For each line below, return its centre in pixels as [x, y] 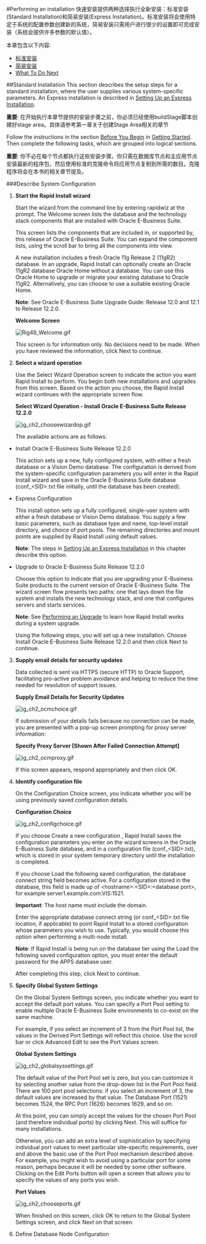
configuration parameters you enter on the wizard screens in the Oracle [106, 842]
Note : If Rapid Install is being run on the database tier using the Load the [107, 949]
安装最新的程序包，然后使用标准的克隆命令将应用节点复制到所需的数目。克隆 [103, 164]
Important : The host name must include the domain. [81, 905]
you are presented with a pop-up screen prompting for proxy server [101, 727]
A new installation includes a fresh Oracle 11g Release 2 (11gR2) [95, 258]
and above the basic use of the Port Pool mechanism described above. [105, 1154]
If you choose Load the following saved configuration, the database [101, 874]
